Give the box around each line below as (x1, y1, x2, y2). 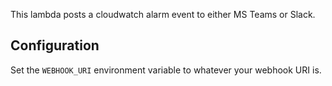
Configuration (10, 37, 100, 54)
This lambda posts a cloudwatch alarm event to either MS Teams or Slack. (10, 9, 316, 20)
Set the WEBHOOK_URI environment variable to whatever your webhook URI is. (10, 64, 322, 76)
